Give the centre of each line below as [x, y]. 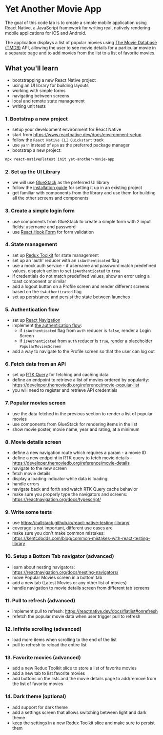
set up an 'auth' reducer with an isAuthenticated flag [66, 260]
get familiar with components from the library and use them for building [84, 193]
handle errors [26, 484]
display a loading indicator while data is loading [60, 479]
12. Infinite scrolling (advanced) [43, 629]
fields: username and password [44, 227]
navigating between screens [41, 95]
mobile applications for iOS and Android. [46, 33]
